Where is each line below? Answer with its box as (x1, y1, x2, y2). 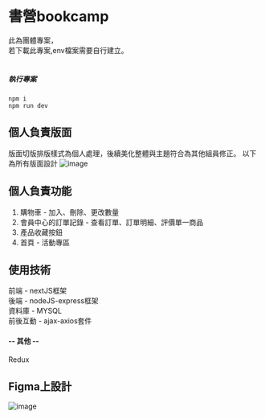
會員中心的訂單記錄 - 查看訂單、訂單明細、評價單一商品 (19, 217, 204, 227)
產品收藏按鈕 (19, 227, 63, 237)
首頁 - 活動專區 (19, 237, 71, 247)
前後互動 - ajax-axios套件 (8, 316, 92, 326)
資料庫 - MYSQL (8, 306, 63, 316)
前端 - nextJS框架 (8, 286, 67, 296)
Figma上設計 (8, 380, 72, 393)
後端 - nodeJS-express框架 (8, 296, 99, 306)
